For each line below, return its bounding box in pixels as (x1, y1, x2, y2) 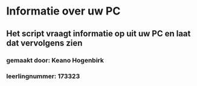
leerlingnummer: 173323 (6, 72, 80, 81)
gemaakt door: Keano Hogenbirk (6, 56, 105, 64)
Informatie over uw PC (6, 4, 121, 18)
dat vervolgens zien (6, 38, 83, 48)
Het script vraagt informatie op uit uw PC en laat (6, 28, 191, 39)
